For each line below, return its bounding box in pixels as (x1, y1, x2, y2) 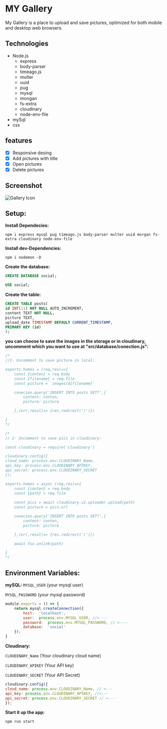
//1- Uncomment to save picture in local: (5, 358, 95, 363)
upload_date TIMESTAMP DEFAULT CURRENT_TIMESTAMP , (5, 320, 113, 325)
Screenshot (5, 181, 42, 190)
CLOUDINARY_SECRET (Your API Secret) (5, 672, 80, 678)
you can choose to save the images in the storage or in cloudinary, (5, 338, 146, 344)
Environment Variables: (5, 569, 80, 577)
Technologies (5, 40, 49, 48)
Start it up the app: (5, 709, 45, 715)
